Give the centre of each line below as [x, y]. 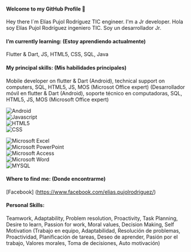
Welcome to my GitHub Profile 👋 [46, 9]
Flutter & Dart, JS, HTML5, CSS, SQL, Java [57, 54]
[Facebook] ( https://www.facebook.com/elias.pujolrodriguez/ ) [81, 192]
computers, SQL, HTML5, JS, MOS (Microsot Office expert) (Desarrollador [96, 87]
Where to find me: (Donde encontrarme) [56, 179]
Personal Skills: [25, 205]
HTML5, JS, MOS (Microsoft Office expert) [58, 99]
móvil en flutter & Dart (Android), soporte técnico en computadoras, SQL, [94, 93]
